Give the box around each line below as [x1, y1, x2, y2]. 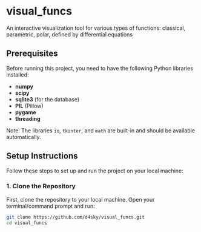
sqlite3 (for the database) [15, 95, 80, 103]
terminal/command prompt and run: [6, 202, 95, 210]
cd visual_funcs [6, 220, 47, 226]
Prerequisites [6, 49, 58, 59]
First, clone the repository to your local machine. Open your [6, 196, 155, 203]
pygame [15, 108, 36, 116]
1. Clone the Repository [6, 182, 76, 191]
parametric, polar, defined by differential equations [6, 30, 133, 38]
